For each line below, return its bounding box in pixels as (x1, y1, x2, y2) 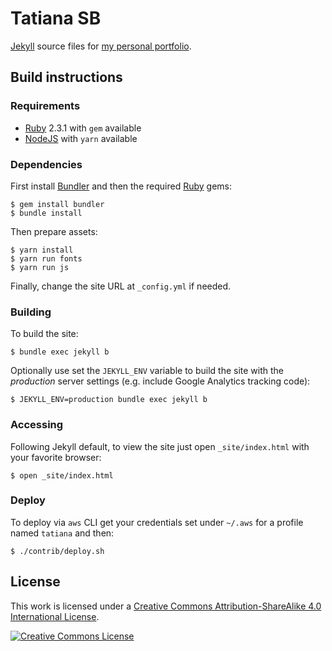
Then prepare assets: (10, 225, 98, 237)
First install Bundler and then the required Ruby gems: (10, 180, 232, 192)
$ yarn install (10, 245, 74, 255)
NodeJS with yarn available (24, 132, 138, 144)
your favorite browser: (10, 451, 102, 463)
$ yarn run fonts (10, 253, 83, 264)
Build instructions (10, 69, 123, 86)
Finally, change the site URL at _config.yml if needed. (10, 280, 232, 292)
